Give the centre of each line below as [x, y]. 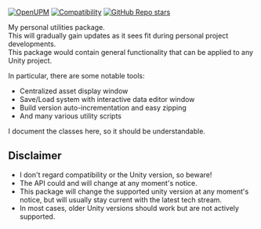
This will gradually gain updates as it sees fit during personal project [118, 36]
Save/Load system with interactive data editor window [107, 99]
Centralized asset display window [74, 91]
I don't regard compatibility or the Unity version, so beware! [116, 174]
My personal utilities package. [57, 27]
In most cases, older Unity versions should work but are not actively [129, 208]
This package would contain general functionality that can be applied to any [130, 52]
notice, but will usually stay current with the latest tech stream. [120, 199]
